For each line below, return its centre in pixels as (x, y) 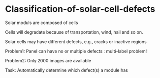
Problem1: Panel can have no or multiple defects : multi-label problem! (76, 51)
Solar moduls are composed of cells (42, 23)
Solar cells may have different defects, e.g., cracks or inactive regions (76, 41)
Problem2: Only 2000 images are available (48, 60)
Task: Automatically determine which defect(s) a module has (66, 70)
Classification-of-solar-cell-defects (80, 9)
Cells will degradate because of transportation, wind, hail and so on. (74, 32)
